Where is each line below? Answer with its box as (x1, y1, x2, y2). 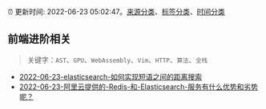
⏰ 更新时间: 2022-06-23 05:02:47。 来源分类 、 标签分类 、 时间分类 (7, 7, 225, 16)
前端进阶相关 (7, 33, 71, 46)
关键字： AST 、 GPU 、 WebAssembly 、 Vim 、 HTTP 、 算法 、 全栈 (26, 55, 208, 64)
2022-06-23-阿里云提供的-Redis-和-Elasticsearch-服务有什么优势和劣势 (18, 82, 258, 91)
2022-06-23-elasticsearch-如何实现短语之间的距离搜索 (18, 72, 202, 81)
